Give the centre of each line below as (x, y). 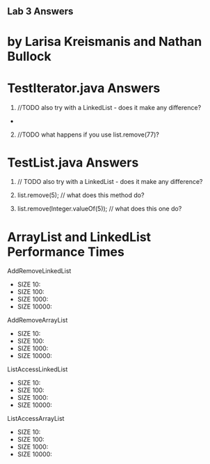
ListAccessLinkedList (38, 369)
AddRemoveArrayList (38, 320)
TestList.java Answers (73, 162)
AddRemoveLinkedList (39, 271)
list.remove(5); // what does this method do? (81, 195)
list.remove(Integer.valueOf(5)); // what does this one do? (99, 209)
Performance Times (66, 252)
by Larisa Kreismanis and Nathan (105, 41)
